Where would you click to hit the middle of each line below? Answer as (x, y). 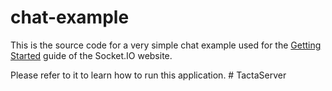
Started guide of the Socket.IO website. (91, 55)
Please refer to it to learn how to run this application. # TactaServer (148, 75)
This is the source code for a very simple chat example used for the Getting (166, 45)
